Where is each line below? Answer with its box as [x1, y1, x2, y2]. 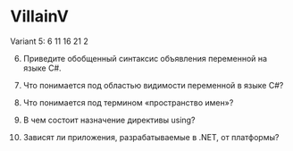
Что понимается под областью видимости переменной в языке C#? [22, 80, 284, 90]
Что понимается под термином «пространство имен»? [22, 96, 234, 108]
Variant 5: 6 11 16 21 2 [10, 36, 88, 46]
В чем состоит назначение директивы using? [22, 114, 196, 125]
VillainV [10, 6, 70, 27]
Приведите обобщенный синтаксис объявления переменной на [22, 53, 267, 63]
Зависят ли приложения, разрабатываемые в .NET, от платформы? [22, 131, 280, 142]
